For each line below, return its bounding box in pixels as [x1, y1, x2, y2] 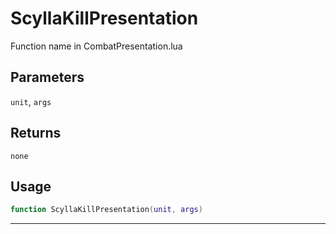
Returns [10, 125, 62, 142]
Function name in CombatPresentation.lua [10, 40, 183, 52]
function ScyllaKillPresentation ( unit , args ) [10, 205, 203, 215]
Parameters [10, 69, 85, 86]
